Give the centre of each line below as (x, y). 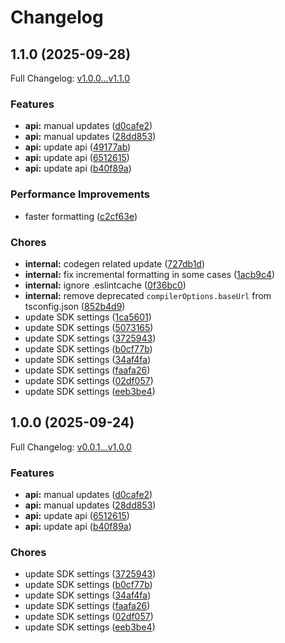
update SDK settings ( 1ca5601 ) (88, 317)
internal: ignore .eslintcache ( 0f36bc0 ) (105, 285)
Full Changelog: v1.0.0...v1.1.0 (70, 78)
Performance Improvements (80, 194)
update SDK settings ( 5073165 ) (89, 327)
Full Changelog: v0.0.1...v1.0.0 (71, 447)
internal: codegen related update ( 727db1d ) (115, 263)
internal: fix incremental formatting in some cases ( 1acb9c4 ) (150, 274)
